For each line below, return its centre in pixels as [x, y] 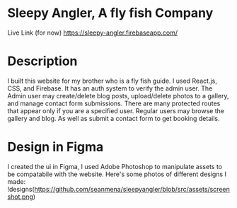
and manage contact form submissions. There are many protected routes [114, 103]
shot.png [21, 197]
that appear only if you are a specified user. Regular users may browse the [116, 110]
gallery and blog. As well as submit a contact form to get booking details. [114, 118]
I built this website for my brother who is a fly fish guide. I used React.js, [112, 81]
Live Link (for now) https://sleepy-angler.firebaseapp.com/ [93, 33]
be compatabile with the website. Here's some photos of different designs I [117, 174]
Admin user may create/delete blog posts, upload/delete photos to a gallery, [118, 96]
